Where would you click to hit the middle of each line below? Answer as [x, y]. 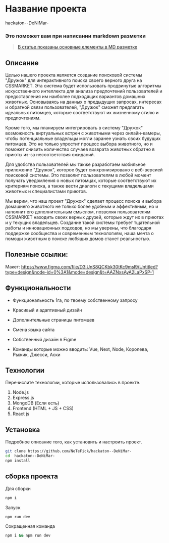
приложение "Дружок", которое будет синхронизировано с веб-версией [84, 170]
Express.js [23, 398]
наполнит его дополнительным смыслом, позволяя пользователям [78, 212]
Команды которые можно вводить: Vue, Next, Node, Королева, [80, 349]
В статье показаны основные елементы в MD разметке [77, 47]
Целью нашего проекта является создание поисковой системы [74, 75]
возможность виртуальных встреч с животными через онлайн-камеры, [83, 133]
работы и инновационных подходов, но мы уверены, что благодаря [78, 228]
